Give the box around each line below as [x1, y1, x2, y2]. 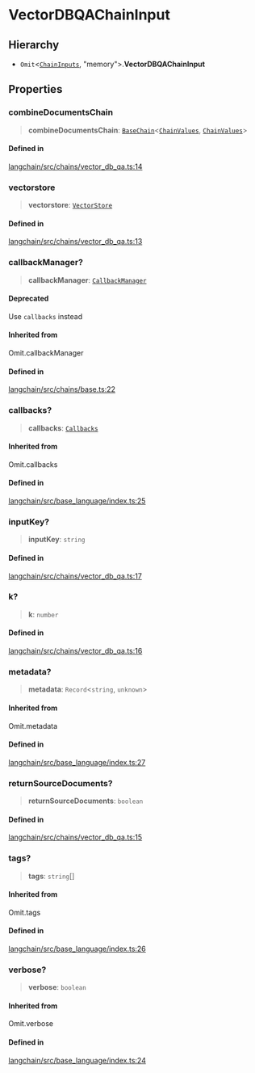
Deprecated [8, 293, 49, 304]
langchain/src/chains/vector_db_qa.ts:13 [8, 237, 143, 246]
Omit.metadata [8, 721, 58, 730]
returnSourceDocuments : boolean [27, 796, 144, 806]
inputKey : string [27, 535, 86, 545]
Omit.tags [8, 907, 41, 917]
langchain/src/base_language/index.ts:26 [8, 944, 147, 953]
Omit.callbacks [8, 459, 58, 469]
